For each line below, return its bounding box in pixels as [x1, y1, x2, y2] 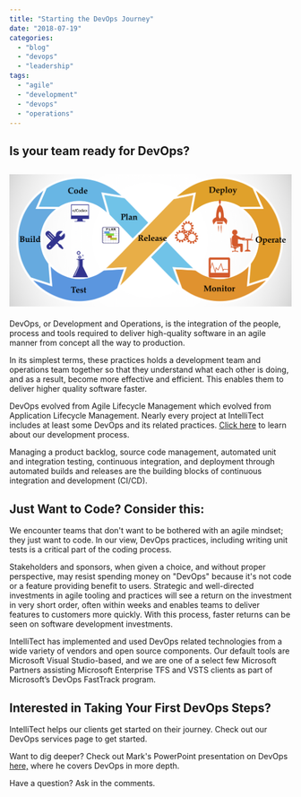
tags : [9, 72, 30, 81]
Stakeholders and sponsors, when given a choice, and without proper [9, 561, 266, 573]
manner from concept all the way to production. [9, 337, 185, 349]
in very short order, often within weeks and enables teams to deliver [9, 600, 260, 611]
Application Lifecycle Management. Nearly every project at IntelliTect [9, 411, 264, 421]
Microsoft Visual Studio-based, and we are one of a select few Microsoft [9, 655, 277, 666]
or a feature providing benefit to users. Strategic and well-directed [9, 581, 254, 592]
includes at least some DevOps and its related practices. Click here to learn [9, 420, 287, 430]
